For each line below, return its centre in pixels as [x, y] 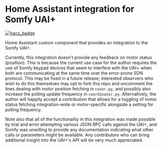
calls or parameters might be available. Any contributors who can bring [77, 135]
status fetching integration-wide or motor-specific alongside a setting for [79, 104]
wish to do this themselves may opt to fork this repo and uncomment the [79, 83]
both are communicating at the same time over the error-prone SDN [74, 73]
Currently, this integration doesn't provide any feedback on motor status [79, 57]
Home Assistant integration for [70, 9]
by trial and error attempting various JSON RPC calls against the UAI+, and [81, 124]
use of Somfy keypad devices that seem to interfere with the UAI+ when [79, 68]
